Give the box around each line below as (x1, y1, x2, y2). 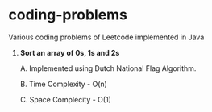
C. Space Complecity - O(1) (19, 94, 111, 104)
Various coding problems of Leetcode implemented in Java (8, 32, 205, 42)
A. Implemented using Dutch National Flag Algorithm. (19, 63, 197, 73)
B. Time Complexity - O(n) (19, 79, 107, 89)
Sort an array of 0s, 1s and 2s (19, 48, 120, 57)
